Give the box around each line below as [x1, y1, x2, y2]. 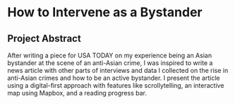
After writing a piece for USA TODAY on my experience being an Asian [7, 51, 212, 59]
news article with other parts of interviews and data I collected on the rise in [7, 67, 229, 74]
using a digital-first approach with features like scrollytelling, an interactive [7, 81, 224, 89]
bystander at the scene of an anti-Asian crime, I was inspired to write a [7, 59, 213, 67]
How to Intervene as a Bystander [7, 4, 203, 21]
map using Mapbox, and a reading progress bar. [7, 89, 147, 97]
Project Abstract [7, 33, 81, 45]
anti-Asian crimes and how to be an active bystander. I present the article [7, 74, 220, 82]
